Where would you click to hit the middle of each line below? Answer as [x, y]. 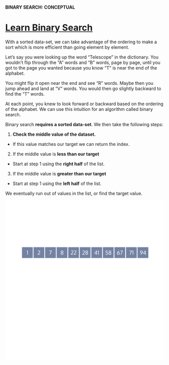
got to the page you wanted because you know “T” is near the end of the [81, 68]
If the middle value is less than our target [56, 154]
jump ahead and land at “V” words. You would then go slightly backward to [83, 88]
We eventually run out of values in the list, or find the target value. [74, 193]
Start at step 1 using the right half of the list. [58, 164]
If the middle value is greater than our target [59, 173]
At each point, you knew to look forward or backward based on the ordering [84, 104]
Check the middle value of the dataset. [54, 134]
